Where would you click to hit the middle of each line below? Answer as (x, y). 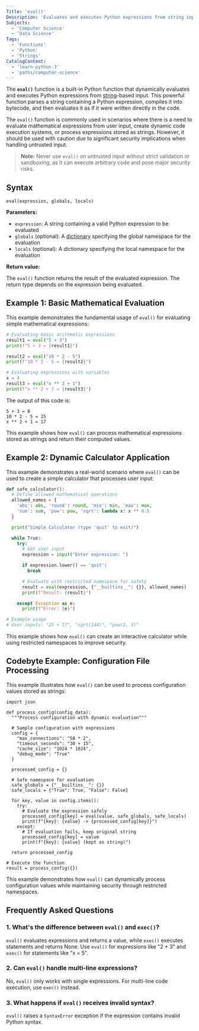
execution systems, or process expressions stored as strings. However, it (95, 132)
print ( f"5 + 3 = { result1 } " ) (42, 346)
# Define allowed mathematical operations (65, 495)
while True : (26, 538)
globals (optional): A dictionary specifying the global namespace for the (103, 236)
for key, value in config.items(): (55, 801)
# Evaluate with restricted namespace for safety (84, 581)
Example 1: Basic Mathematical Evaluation (85, 303)
